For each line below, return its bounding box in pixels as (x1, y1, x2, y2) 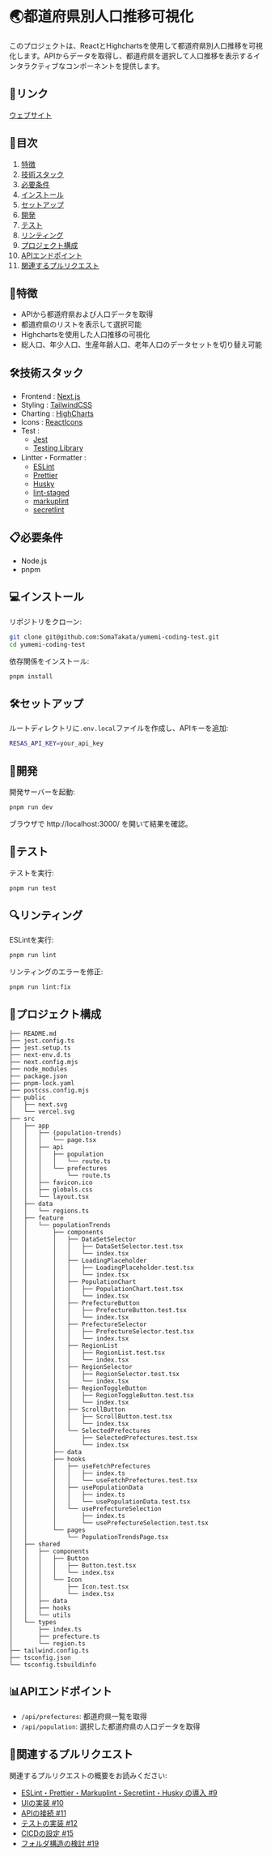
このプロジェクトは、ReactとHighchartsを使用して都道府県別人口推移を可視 (9, 41, 264, 50)
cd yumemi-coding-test (9, 640, 86, 648)
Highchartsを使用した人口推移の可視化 (20, 330, 150, 340)
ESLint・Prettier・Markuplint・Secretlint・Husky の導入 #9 (20, 1788, 218, 1798)
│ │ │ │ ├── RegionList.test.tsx (9, 1349, 165, 1357)
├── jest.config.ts (9, 1037, 75, 1045)
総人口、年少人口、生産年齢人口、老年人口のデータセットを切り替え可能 (20, 340, 262, 349)
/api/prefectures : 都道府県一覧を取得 (20, 1711, 148, 1721)
